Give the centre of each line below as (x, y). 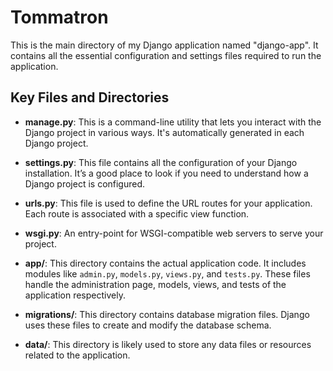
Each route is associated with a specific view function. (137, 213)
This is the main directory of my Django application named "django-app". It (164, 45)
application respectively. (75, 295)
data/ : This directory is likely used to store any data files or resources (168, 344)
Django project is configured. (85, 183)
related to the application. (77, 355)
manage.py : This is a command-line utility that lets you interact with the (173, 122)
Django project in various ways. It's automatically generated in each (164, 132)
